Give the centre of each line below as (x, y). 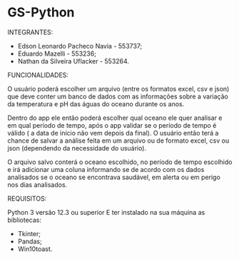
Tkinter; (29, 233)
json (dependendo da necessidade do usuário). (77, 148)
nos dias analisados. (37, 184)
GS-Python (41, 12)
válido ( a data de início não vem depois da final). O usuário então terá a (113, 133)
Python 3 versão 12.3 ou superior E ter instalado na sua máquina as (106, 212)
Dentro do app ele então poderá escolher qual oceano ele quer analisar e (115, 118)
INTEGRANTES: (30, 32)
